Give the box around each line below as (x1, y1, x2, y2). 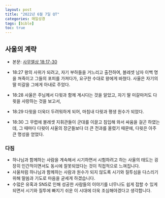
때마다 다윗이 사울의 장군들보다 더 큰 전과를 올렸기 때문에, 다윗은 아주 (24, 125, 157, 131)
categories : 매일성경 (5, 16, 45, 21)
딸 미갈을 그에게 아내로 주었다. (12, 82, 70, 87)
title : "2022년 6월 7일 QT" (5, 12, 60, 17)
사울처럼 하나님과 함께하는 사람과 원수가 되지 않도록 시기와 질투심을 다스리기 (12, 169, 159, 175)
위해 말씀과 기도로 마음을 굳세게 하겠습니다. (12, 175, 96, 181)
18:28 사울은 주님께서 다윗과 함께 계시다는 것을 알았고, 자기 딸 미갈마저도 (12, 92, 152, 98)
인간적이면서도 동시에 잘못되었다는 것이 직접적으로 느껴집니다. (21, 163, 140, 169)
